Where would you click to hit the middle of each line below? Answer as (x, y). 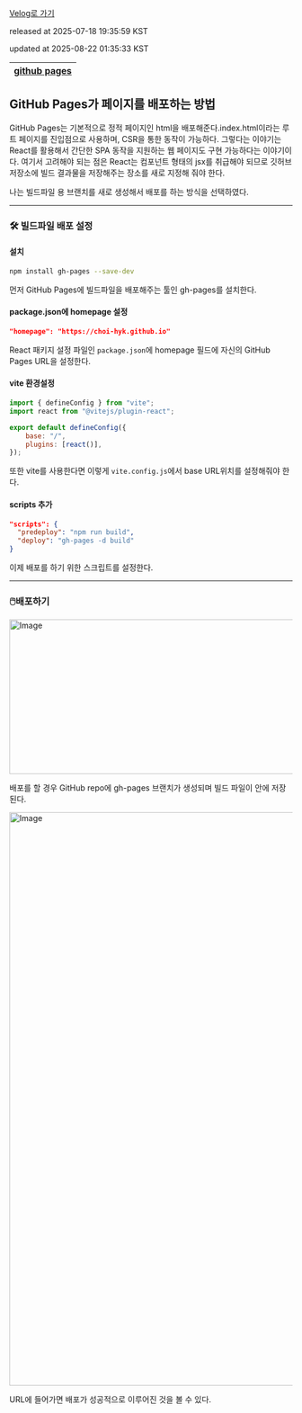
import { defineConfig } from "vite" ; (82, 403)
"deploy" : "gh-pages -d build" (76, 541)
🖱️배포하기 (30, 601)
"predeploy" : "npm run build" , (76, 532)
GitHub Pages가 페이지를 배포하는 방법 (112, 105)
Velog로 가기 (32, 13)
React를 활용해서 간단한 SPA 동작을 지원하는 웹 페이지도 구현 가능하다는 (135, 150)
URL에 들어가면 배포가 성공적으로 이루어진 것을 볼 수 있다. (111, 1400)
